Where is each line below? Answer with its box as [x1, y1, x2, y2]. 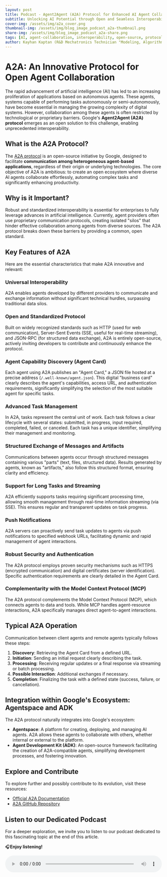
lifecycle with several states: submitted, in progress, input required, [5, 419, 143, 426]
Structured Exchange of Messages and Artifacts [5, 443, 124, 450]
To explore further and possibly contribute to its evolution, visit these [5, 780, 146, 787]
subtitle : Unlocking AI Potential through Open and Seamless [5, 16, 135, 21]
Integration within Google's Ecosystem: [5, 696, 130, 704]
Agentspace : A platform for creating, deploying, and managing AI [12, 727, 147, 733]
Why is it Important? [5, 194, 70, 202]
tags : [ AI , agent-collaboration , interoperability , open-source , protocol [5, 35, 164, 40]
